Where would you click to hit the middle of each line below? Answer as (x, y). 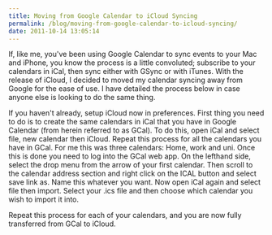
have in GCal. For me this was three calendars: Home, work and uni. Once (132, 148)
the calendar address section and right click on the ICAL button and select (133, 174)
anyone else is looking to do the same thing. (82, 98)
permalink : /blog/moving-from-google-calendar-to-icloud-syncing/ (123, 24)
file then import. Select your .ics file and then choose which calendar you (131, 191)
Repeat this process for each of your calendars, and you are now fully (125, 215)
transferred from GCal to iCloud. (62, 224)
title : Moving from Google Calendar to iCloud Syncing (103, 16)
